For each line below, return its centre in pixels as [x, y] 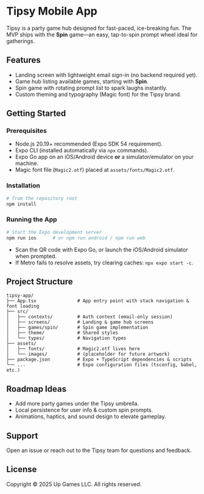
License [22, 469]
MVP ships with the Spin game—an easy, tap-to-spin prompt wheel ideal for [102, 34]
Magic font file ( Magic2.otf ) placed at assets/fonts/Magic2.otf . [95, 170]
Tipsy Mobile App [52, 11]
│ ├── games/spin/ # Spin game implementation [77, 328]
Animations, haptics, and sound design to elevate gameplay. [90, 417]
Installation [23, 186]
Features [23, 60]
